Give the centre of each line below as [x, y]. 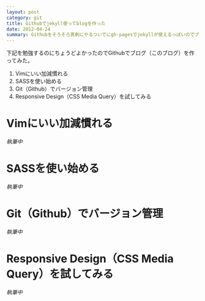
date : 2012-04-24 [28, 29]
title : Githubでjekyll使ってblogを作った [56, 23]
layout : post [23, 12]
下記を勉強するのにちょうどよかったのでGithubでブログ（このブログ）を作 [100, 53]
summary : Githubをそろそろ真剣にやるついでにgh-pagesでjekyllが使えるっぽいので [100, 35]
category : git [24, 18]
